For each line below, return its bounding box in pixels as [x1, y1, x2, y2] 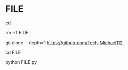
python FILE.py [5, 59, 37, 65]
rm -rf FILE [5, 29, 29, 36]
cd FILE [5, 49, 21, 55]
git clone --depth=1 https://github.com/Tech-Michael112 [5, 39, 123, 46]
